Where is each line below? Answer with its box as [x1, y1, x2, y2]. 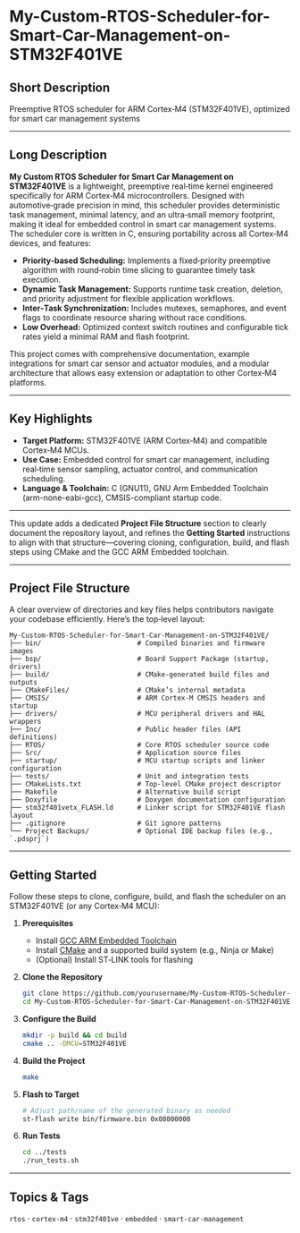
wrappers [9, 718, 42, 727]
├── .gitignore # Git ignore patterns [9, 819, 221, 829]
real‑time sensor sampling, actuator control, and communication [21, 463, 259, 474]
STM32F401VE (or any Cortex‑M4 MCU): [9, 901, 161, 912]
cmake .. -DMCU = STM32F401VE [21, 1039, 127, 1048]
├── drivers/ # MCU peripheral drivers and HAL [9, 710, 266, 719]
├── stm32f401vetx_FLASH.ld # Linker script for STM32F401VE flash [9, 804, 286, 812]
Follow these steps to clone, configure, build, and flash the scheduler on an [9, 891, 287, 902]
